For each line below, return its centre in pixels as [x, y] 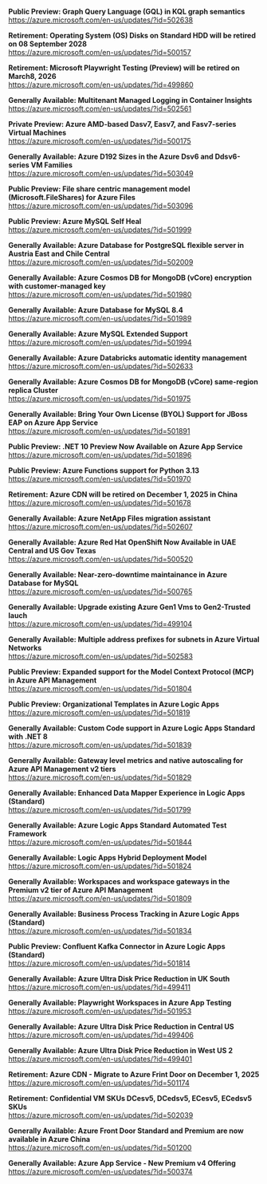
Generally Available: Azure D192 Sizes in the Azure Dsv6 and [111, 156]
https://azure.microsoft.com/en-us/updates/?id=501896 [100, 455]
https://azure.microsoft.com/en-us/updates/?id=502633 [101, 366]
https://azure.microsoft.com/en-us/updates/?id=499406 [101, 1035]
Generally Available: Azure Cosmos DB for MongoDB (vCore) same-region [133, 382]
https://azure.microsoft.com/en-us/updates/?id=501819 [99, 712]
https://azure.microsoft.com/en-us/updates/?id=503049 [101, 173]
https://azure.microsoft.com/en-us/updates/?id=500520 [101, 559]
